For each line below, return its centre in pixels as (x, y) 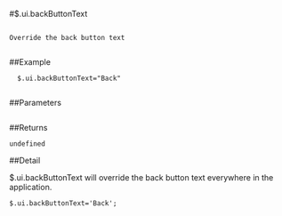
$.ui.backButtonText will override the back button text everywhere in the (141, 177)
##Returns (28, 128)
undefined (28, 144)
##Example (30, 62)
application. (31, 187)
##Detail (25, 160)
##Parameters (36, 103)
